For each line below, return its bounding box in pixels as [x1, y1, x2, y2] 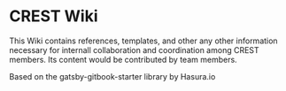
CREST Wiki [9, 6, 99, 27]
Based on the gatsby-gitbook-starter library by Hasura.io [9, 71, 216, 81]
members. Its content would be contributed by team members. [9, 54, 237, 64]
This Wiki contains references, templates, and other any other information [9, 35, 278, 46]
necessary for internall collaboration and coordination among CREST [9, 44, 259, 55]
